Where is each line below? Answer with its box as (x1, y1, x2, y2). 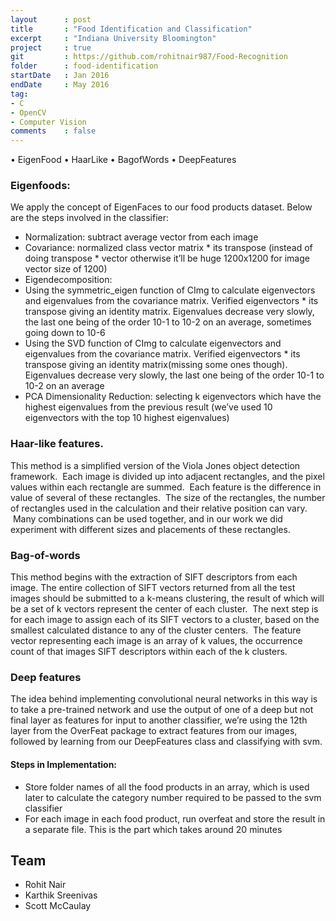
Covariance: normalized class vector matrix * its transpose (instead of (24, 242, 313, 254)
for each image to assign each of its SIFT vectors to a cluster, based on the (10, 614, 320, 626)
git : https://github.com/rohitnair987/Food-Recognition (10, 52, 288, 62)
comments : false (10, 126, 97, 136)
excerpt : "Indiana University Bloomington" (10, 33, 217, 43)
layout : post (10, 14, 92, 25)
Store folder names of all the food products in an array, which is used (24, 781, 310, 793)
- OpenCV (10, 107, 47, 118)
